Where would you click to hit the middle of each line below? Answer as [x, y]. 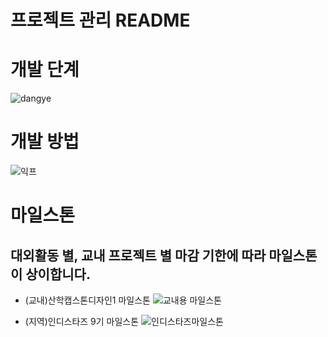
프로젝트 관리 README [100, 20]
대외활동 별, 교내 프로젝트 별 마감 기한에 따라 [138, 255]
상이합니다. [58, 274]
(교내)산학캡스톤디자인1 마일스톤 [87, 300]
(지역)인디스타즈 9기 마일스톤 [82, 322]
